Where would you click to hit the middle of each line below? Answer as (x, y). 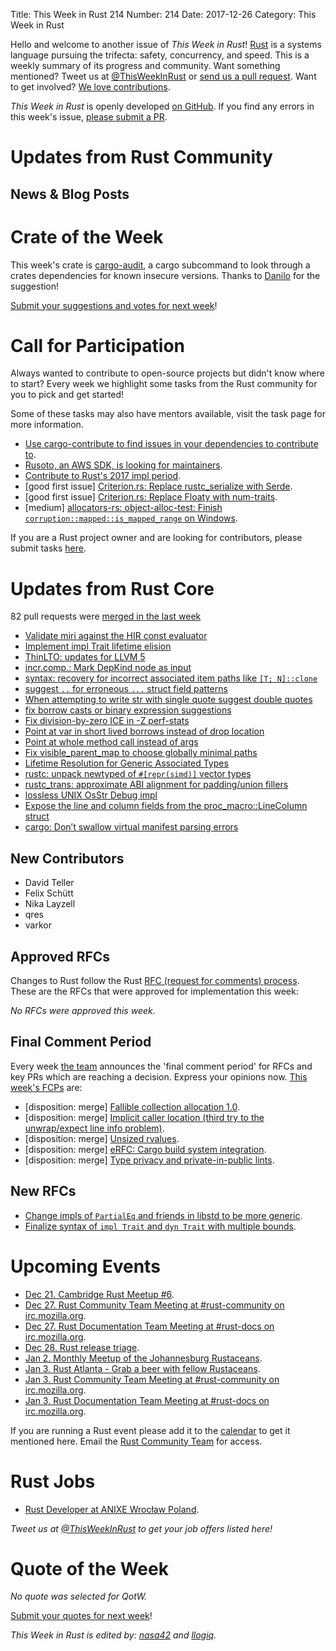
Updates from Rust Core (112, 588)
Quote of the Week (89, 1568)
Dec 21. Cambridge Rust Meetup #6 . (99, 1294)
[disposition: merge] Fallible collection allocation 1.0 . (132, 1106)
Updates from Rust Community (141, 157)
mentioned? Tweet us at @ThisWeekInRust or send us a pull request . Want (163, 76)
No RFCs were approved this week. (83, 1011)
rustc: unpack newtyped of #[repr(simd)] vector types (138, 774)
